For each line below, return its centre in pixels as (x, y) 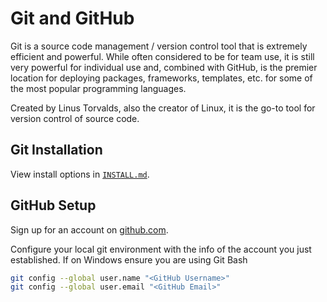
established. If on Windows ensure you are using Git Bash (129, 259)
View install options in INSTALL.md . (80, 174)
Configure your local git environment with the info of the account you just (161, 249)
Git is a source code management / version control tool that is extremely (159, 46)
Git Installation (56, 150)
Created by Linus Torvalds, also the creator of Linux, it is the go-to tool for (163, 108)
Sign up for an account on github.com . (89, 229)
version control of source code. (75, 118)
